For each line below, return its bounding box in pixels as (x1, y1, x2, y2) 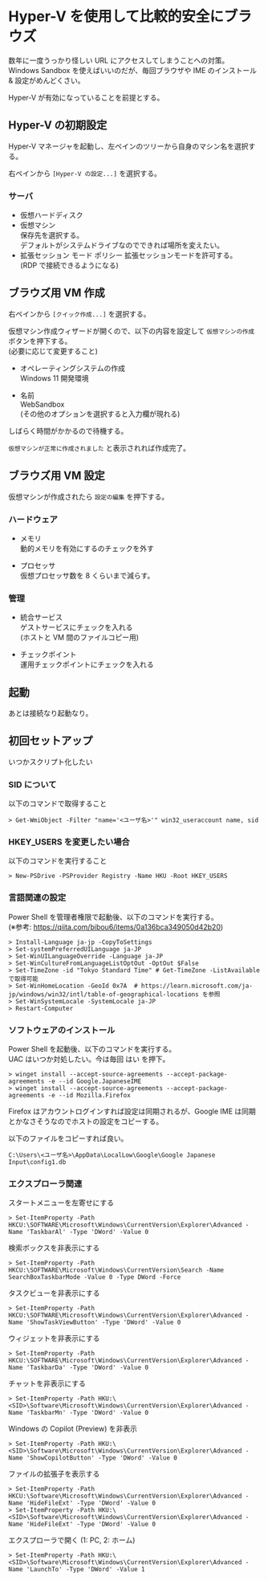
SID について (8, 778, 57, 790)
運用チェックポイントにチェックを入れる (19, 660, 154, 669)
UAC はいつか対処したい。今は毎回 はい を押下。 (8, 1054, 170, 1064)
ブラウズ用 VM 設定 (8, 469, 106, 483)
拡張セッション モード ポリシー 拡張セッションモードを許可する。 (19, 251, 238, 260)
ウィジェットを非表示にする (8, 1334, 100, 1343)
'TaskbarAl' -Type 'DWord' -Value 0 (26, 1228, 149, 1236)
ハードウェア (8, 513, 59, 525)
